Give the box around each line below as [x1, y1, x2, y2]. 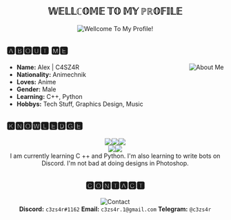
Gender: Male [16, 85, 57, 93]
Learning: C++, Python [16, 92, 83, 100]
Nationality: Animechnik [16, 70, 87, 78]
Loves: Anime [16, 77, 57, 86]
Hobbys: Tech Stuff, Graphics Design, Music [16, 100, 143, 108]
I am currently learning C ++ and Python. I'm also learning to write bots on [10, 152, 221, 161]
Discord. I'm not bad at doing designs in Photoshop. [41, 159, 189, 167]
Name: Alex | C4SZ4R [16, 63, 80, 71]
